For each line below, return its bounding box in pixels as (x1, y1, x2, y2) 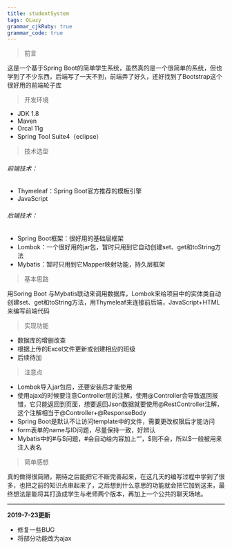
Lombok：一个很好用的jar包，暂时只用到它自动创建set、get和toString (17, 242, 215, 251)
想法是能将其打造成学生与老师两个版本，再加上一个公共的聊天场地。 (12, 490, 207, 498)
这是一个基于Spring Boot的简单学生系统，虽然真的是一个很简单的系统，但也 (7, 64, 222, 73)
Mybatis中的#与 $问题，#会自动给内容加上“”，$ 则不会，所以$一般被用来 (17, 434, 222, 443)
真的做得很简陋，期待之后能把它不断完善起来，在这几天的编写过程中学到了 (7, 472, 219, 481)
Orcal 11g (17, 124, 43, 133)
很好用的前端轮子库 (7, 81, 62, 90)
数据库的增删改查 (17, 336, 66, 344)
